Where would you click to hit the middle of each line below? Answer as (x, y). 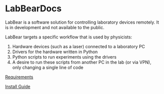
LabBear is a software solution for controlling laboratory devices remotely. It (82, 22)
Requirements (19, 77)
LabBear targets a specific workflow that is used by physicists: (68, 37)
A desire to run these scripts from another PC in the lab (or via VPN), (82, 62)
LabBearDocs (33, 9)
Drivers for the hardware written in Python (55, 52)
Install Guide (18, 86)
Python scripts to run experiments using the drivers (64, 57)
